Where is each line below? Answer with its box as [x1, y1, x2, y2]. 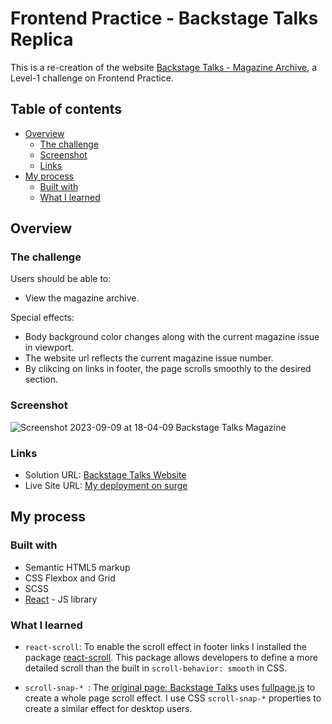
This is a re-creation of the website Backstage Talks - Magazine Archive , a [10, 61, 318, 73]
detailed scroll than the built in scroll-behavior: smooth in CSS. [24, 662, 288, 674]
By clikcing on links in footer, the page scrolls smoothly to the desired [24, 363, 312, 375]
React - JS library [24, 593, 98, 605]
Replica [10, 28, 74, 51]
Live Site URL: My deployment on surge [24, 480, 188, 492]
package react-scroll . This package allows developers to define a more [24, 652, 318, 664]
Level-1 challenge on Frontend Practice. [10, 72, 174, 84]
